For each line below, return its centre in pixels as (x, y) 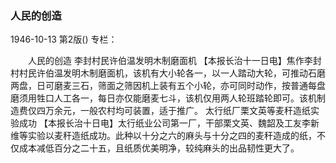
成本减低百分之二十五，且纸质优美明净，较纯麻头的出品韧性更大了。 (159, 148)
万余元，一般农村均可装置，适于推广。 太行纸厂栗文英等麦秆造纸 (177, 111)
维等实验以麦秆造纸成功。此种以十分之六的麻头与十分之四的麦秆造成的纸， (163, 136)
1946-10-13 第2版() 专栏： (64, 39)
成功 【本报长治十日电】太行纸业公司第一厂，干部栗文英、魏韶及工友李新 (169, 123)
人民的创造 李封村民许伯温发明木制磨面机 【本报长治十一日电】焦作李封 (174, 61)
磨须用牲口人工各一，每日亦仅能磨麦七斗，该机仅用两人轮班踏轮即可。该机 (163, 98)
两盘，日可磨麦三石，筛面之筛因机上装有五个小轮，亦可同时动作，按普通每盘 (168, 86)
